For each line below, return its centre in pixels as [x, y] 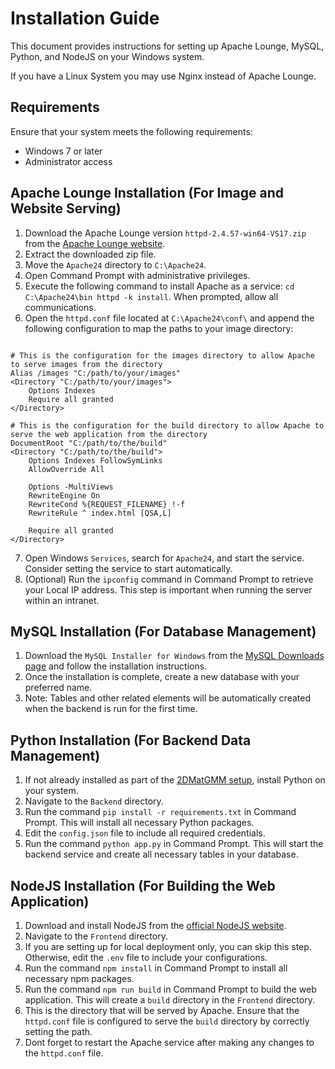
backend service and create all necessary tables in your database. [161, 854]
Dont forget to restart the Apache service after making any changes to [169, 1042]
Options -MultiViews [71, 487]
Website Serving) [66, 208]
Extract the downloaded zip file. [90, 254]
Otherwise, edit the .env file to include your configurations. [146, 957]
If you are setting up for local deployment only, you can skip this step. [168, 946]
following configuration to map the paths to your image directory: [159, 328]
